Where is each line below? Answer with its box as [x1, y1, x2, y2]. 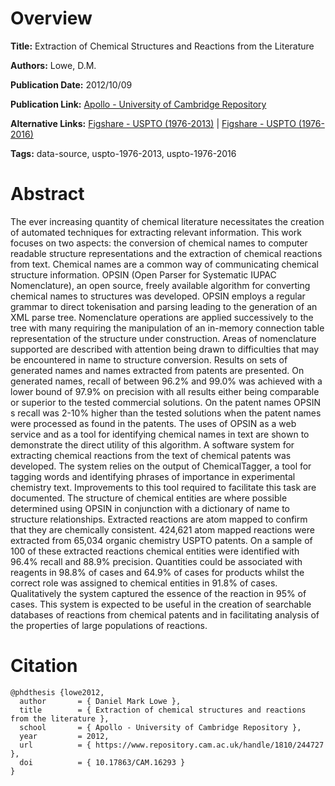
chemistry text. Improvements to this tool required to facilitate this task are [10, 481, 317, 493]
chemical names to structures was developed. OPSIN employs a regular [10, 290, 306, 302]
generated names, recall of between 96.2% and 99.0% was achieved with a [10, 375, 323, 387]
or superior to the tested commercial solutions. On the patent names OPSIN [10, 396, 322, 408]
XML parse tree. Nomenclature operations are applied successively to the [10, 311, 314, 323]
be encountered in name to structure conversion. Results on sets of [10, 353, 288, 366]
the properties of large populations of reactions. [10, 619, 208, 631]
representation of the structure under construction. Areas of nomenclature [10, 332, 317, 344]
